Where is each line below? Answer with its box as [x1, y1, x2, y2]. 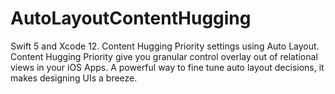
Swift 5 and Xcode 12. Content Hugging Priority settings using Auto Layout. [10, 40, 320, 52]
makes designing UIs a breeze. [10, 72, 138, 84]
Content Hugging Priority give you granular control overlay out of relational [10, 50, 318, 62]
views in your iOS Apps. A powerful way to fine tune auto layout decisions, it [10, 61, 325, 73]
